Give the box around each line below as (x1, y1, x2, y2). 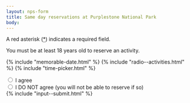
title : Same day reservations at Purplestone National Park (6, 14, 157, 20)
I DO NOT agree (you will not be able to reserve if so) (15, 84, 144, 91)
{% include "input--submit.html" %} (6, 90, 93, 97)
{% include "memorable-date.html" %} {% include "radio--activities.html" (6, 58, 185, 65)
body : (6, 19, 19, 25)
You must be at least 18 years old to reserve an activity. (6, 47, 140, 54)
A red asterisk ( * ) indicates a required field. (6, 36, 111, 43)
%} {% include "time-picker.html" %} (6, 65, 96, 72)
